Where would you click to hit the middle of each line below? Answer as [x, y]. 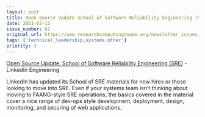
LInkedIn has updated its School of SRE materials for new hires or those [96, 81]
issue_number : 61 [28, 29]
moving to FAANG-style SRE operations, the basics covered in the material [100, 94]
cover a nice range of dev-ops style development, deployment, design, [95, 101]
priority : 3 [21, 46]
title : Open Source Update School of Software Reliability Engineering [99, 18]
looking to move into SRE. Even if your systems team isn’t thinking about [97, 88]
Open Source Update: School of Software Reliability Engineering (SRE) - [97, 63]
